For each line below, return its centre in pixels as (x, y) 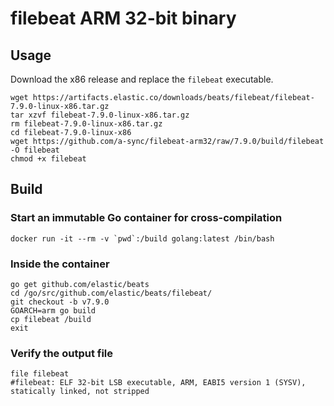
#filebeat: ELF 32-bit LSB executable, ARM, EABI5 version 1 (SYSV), (158, 383)
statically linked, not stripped (80, 392)
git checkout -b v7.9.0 (60, 302)
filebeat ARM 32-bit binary (123, 18)
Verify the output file (62, 353)
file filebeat (40, 374)
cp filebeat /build (51, 319)
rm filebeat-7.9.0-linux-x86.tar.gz (86, 124)
